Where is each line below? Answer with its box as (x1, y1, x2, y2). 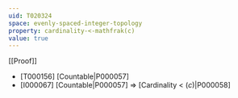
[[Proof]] (8, 56, 38, 66)
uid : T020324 (8, 11, 52, 20)
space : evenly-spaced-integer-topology (8, 19, 143, 27)
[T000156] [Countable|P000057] (19, 71, 129, 81)
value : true (8, 34, 48, 43)
